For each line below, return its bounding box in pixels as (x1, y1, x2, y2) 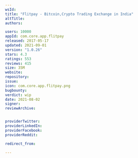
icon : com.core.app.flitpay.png (5, 83, 70, 88)
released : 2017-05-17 (5, 38, 49, 44)
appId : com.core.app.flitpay (5, 34, 64, 39)
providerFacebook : (5, 128, 42, 133)
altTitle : (5, 16, 25, 21)
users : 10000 (5, 30, 32, 34)
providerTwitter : (5, 119, 40, 124)
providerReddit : (5, 132, 38, 137)
